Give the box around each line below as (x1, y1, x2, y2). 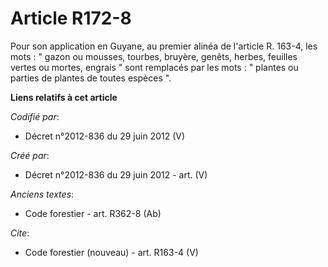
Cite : (10, 227, 30, 239)
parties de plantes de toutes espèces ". (10, 72, 172, 84)
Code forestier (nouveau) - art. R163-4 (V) (24, 246, 199, 258)
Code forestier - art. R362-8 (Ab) (24, 207, 162, 219)
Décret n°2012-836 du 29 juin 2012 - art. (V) (24, 168, 208, 181)
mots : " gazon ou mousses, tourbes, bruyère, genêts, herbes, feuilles (10, 50, 298, 62)
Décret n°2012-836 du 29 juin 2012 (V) (24, 130, 186, 142)
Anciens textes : (10, 188, 75, 200)
